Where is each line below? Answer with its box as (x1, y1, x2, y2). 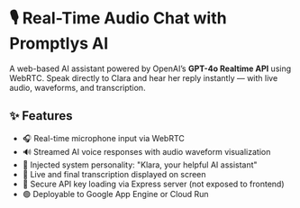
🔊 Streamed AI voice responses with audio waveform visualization (22, 146, 271, 157)
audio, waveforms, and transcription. (9, 82, 146, 93)
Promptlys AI (9, 33, 109, 54)
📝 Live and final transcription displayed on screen (22, 168, 206, 179)
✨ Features (9, 108, 73, 123)
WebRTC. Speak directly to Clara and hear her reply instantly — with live (9, 72, 278, 83)
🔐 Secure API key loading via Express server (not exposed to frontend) (22, 178, 286, 189)
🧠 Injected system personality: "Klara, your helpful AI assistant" (22, 159, 259, 170)
